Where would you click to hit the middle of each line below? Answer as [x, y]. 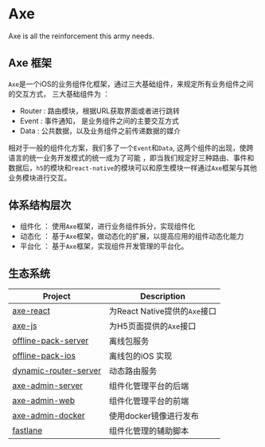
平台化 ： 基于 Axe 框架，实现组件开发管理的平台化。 [104, 246]
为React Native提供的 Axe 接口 [163, 311]
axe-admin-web [44, 401]
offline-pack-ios [44, 356]
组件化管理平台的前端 [149, 402]
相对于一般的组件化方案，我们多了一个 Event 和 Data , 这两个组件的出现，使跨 [131, 148]
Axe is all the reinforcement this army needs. [82, 36]
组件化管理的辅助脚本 [149, 431]
